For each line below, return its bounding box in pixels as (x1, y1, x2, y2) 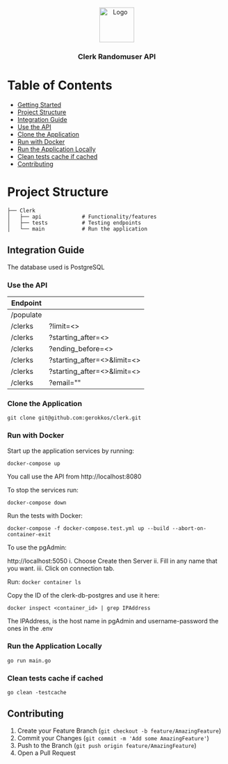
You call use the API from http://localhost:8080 (7, 472, 142, 481)
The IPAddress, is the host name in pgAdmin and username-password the (7, 616, 219, 625)
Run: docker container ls (7, 577, 81, 586)
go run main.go (7, 657, 51, 664)
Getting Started (17, 100, 61, 109)
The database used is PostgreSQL (7, 263, 105, 271)
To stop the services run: (7, 485, 79, 494)
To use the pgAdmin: (7, 543, 67, 552)
